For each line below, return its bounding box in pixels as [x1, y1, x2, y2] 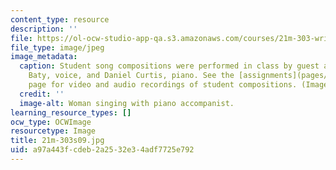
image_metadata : [10, 52, 78, 62]
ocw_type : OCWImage [10, 117, 92, 127]
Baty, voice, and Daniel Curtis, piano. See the [28, 71, 235, 81]
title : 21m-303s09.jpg [10, 136, 105, 146]
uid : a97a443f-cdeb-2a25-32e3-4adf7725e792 [10, 145, 195, 155]
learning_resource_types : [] [10, 107, 132, 118]
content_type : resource [10, 14, 110, 25]
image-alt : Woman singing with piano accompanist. [19, 98, 235, 108]
